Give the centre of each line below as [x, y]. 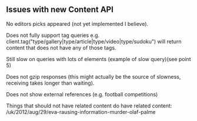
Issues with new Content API [60, 10]
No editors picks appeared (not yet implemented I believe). [77, 23]
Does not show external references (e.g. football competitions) [82, 94]
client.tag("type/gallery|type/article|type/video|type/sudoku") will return [94, 41]
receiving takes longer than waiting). [50, 83]
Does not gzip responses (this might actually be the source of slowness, [94, 76]
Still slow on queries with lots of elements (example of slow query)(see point [98, 59]
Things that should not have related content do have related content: [89, 106]
